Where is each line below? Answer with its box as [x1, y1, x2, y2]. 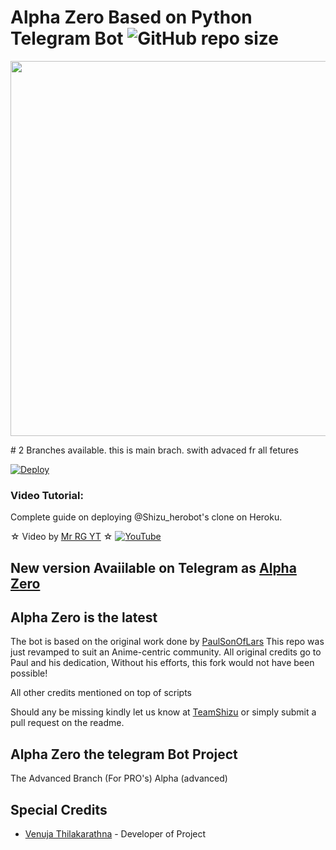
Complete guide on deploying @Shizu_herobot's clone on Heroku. [10, 511, 283, 523]
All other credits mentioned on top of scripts [10, 687, 192, 699]
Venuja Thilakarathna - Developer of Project [24, 828, 207, 840]
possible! [10, 667, 48, 680]
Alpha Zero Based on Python [10, 6, 253, 29]
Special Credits [10, 801, 108, 818]
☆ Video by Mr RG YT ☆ [10, 531, 113, 543]
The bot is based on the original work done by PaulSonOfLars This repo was [10, 636, 325, 648]
